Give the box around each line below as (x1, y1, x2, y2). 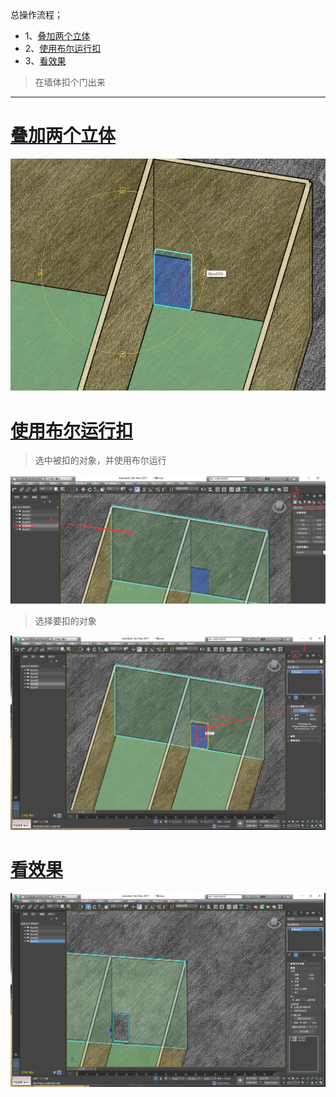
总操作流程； (10, 9, 63, 20)
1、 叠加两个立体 (24, 30, 91, 42)
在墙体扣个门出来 (34, 76, 106, 88)
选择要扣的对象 (34, 615, 97, 627)
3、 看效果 (24, 55, 67, 67)
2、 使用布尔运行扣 (24, 43, 102, 54)
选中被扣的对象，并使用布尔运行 (34, 454, 167, 467)
